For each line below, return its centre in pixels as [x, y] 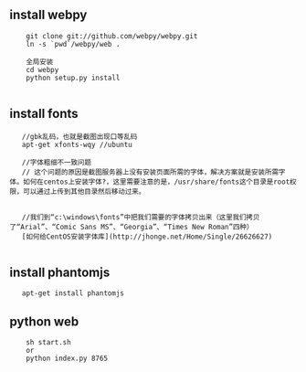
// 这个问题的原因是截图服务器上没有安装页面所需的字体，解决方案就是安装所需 [150, 172]
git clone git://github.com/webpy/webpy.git [112, 36]
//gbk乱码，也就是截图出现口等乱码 [79, 136]
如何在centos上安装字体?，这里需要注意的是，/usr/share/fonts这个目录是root [156, 182]
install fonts [44, 114]
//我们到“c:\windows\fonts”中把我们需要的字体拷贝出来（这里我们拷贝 [141, 217]
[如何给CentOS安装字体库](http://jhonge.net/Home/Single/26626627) [147, 237]
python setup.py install [73, 78]
